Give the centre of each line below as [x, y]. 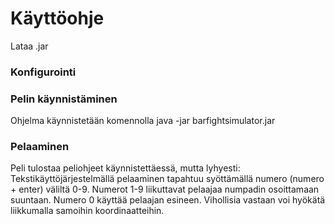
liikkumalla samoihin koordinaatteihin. [87, 211]
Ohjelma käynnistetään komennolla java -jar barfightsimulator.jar [143, 121]
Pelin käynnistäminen [64, 99]
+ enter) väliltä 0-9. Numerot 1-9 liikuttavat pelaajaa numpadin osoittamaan [165, 189]
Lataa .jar [29, 46]
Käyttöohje [57, 18]
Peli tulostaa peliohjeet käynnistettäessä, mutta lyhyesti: [125, 168]
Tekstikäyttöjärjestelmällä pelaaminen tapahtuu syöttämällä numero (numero [167, 179]
